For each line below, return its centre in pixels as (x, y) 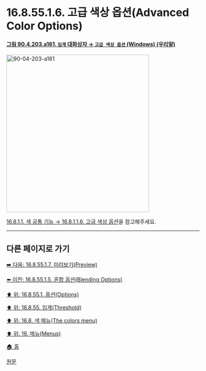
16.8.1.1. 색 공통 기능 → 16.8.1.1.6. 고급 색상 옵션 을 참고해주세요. (81, 222)
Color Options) (44, 26)
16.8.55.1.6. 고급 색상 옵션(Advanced (98, 13)
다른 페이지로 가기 (38, 249)
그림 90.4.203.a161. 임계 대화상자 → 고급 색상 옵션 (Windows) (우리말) (91, 44)
